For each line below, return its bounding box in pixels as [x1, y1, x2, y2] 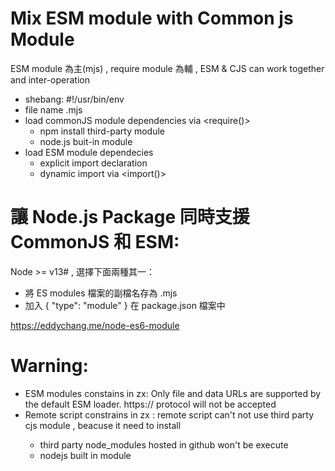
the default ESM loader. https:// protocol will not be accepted [24, 398, 277, 410]
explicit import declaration [39, 157, 148, 169]
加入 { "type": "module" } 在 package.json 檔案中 [24, 299, 226, 311]
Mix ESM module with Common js [10, 7, 294, 30]
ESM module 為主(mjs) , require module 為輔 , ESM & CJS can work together [10, 62, 325, 74]
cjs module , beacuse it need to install [24, 419, 182, 431]
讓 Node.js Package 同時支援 [10, 206, 250, 229]
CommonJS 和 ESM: [10, 231, 180, 254]
